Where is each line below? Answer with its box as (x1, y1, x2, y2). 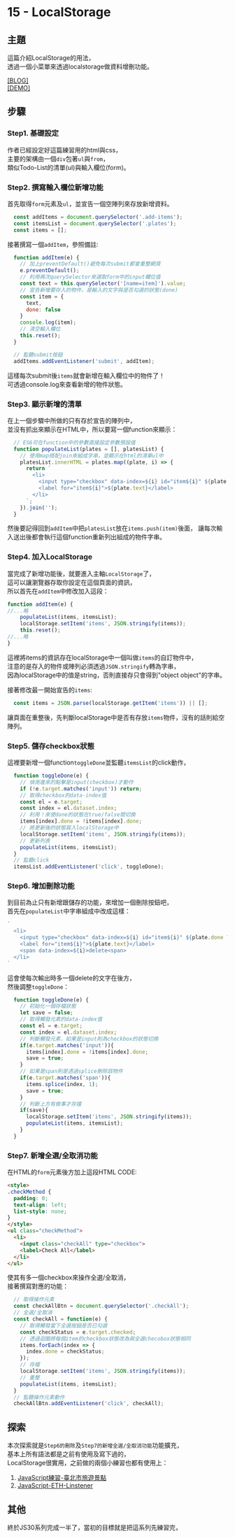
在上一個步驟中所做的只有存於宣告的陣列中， (7, 416, 136, 425)
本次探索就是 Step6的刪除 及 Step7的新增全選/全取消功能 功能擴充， (7, 1441, 183, 1450)
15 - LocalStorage (7, 4, 111, 20)
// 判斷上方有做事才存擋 (20, 1100, 82, 1107)
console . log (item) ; (20, 319, 77, 326)
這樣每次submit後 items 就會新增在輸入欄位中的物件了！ (7, 371, 166, 380)
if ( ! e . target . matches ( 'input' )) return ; (20, 785, 142, 792)
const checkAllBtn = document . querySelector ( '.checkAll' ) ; (13, 1302, 190, 1310)
